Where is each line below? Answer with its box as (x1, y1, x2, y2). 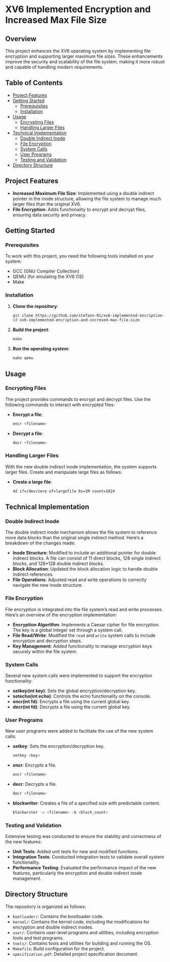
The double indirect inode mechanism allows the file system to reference (5, 529, 157, 535)
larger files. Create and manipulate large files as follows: (5, 469, 122, 475)
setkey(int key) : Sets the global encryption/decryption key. (12, 688, 137, 694)
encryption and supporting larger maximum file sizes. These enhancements (5, 53, 163, 59)
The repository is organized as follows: (5, 903, 87, 909)
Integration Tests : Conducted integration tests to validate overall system (12, 854, 164, 860)
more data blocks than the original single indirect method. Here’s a (5, 535, 144, 541)
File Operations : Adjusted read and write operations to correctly (12, 577, 147, 583)
